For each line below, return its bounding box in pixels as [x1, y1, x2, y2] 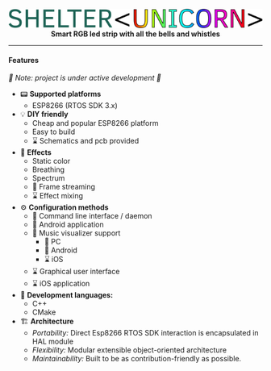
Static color [31, 156, 71, 166]
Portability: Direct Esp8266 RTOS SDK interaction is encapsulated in [31, 328, 260, 338]
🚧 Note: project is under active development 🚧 [8, 73, 161, 83]
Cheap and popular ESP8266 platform [31, 119, 159, 128]
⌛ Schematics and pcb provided [31, 136, 140, 146]
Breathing [31, 165, 65, 174]
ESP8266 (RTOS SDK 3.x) [31, 101, 119, 110]
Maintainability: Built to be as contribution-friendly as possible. [31, 354, 242, 364]
